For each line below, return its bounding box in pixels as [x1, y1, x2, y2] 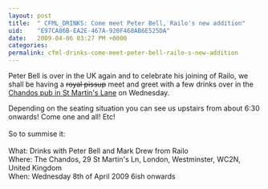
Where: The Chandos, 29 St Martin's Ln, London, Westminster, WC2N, [8, 155, 241, 164]
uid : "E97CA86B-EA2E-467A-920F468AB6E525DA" [8, 26, 171, 34]
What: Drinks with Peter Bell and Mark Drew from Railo [8, 146, 189, 155]
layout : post [8, 11, 52, 20]
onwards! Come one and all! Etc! [8, 112, 116, 121]
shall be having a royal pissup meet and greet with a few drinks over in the [8, 79, 254, 89]
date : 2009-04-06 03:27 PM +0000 [8, 34, 128, 42]
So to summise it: [8, 129, 66, 139]
